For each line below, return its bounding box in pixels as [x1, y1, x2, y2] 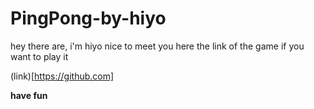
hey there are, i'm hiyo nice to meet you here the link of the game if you [10, 40, 305, 52]
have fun [10, 89, 48, 101]
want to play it [10, 50, 69, 62]
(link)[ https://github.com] [10, 70, 115, 82]
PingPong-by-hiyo [10, 7, 167, 30]
